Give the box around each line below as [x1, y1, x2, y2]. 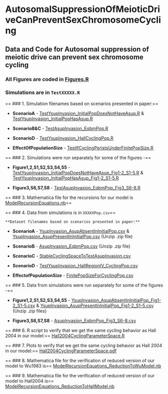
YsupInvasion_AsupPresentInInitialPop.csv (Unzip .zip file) [12, 233, 133, 239]
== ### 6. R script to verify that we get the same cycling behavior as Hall [5, 327, 156, 333]
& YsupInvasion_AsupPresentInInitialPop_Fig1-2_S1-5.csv [36, 303, 154, 309]
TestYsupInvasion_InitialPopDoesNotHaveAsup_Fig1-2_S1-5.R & [12, 169, 144, 175]
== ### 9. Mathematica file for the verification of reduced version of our [5, 372, 155, 378]
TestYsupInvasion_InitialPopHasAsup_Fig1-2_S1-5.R [12, 175, 119, 181]
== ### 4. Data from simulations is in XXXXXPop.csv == [5, 210, 116, 216]
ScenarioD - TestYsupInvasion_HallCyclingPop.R [12, 135, 114, 141]
